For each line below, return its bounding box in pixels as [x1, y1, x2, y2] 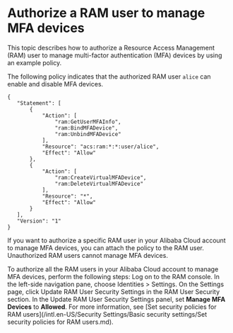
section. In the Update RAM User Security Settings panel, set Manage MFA [7, 295, 226, 303]
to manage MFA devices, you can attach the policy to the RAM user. [7, 243, 205, 252]
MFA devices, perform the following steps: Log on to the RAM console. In [7, 272, 220, 281]
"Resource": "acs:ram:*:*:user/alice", [42, 143, 160, 150]
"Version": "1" [16, 218, 61, 225]
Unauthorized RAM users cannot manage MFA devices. [7, 251, 168, 259]
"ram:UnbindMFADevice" [54, 130, 121, 137]
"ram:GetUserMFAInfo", [54, 118, 121, 125]
